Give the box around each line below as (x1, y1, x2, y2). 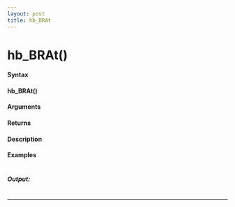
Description (7, 135, 43, 143)
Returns (7, 119, 31, 127)
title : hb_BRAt (7, 17, 52, 24)
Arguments (7, 102, 41, 111)
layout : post (7, 10, 45, 18)
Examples (7, 151, 37, 159)
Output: (7, 175, 31, 183)
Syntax (7, 71, 29, 79)
